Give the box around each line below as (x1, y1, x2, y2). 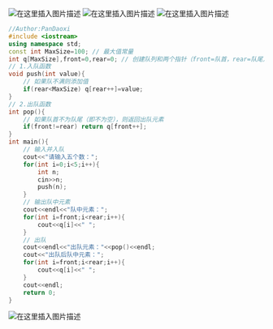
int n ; (37, 168, 60, 176)
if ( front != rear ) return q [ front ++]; (23, 122, 148, 131)
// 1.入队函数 (8, 62, 51, 70)
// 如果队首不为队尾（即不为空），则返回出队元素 (23, 115, 164, 123)
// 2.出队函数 (8, 100, 51, 109)
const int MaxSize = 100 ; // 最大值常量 (8, 47, 134, 56)
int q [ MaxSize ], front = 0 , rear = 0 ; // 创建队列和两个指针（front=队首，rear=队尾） (8, 55, 270, 63)
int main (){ (8, 138, 49, 146)
